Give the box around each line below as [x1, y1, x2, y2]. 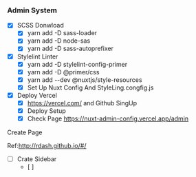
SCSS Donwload [17, 21, 64, 30]
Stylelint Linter [17, 52, 58, 61]
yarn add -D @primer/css [27, 67, 100, 76]
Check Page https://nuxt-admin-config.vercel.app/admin [27, 114, 189, 123]
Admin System [7, 6, 57, 15]
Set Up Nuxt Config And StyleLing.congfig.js [27, 83, 154, 92]
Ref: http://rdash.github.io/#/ [7, 142, 87, 150]
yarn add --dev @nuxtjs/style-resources [27, 75, 142, 84]
